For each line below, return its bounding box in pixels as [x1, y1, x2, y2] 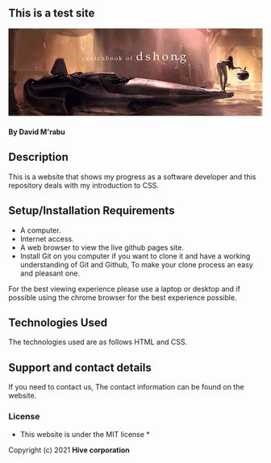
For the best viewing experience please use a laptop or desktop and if [8, 284, 240, 293]
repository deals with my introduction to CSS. [8, 180, 160, 190]
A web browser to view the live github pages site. [19, 242, 184, 252]
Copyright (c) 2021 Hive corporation [8, 444, 131, 455]
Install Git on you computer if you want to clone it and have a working [19, 250, 251, 261]
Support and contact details [8, 360, 152, 374]
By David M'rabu [8, 127, 66, 137]
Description [8, 150, 69, 164]
